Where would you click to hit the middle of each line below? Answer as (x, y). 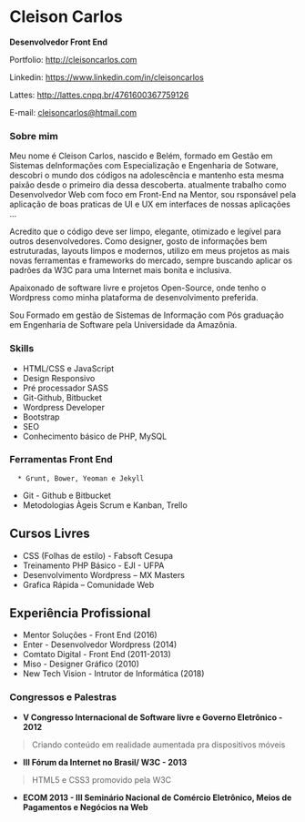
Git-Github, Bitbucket (62, 397)
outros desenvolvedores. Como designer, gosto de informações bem (138, 241)
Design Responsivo (59, 378)
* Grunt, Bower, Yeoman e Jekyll (81, 478)
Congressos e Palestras (63, 697)
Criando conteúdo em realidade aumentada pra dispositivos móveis (158, 745)
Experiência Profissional (80, 613)
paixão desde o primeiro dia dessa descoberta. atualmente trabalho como (148, 185)
